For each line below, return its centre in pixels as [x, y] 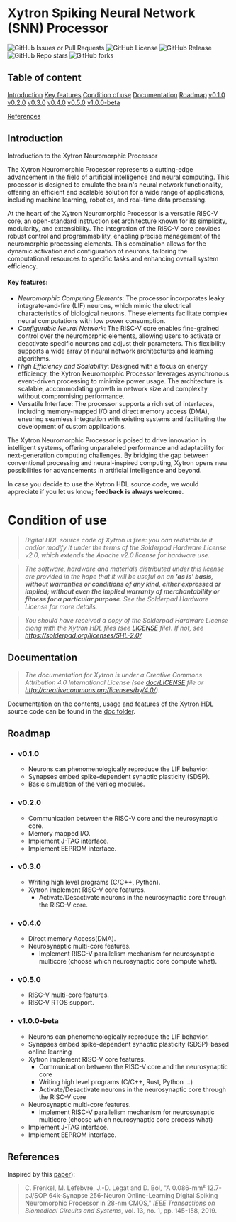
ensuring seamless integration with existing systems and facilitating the [122, 419]
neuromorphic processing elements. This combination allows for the [107, 244]
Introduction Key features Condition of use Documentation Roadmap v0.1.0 [116, 94]
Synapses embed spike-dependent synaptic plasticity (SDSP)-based [128, 1044]
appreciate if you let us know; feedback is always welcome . [96, 491]
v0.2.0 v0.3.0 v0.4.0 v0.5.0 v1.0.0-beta [64, 102]
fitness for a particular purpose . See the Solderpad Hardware [117, 599]
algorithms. [34, 358]
